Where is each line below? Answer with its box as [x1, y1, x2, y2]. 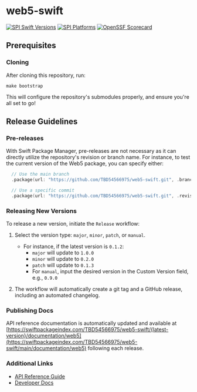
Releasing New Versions [6, 207, 77, 215]
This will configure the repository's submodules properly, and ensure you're [6, 93, 189, 100]
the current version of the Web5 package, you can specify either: [6, 160, 164, 167]
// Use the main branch [11, 172, 69, 177]
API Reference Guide [14, 373, 66, 380]
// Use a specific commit [11, 187, 75, 193]
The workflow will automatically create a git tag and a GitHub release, [14, 286, 183, 293]
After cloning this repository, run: [6, 72, 86, 79]
